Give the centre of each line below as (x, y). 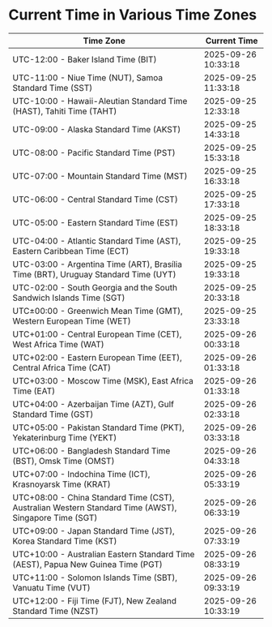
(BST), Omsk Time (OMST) (64, 461)
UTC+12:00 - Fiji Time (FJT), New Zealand (94, 600)
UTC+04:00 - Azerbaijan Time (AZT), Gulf (93, 404)
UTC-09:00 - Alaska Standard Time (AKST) (97, 129)
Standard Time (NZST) (55, 611)
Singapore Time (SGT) (55, 517)
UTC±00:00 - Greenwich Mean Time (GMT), (98, 311)
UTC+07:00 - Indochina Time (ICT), (81, 474)
